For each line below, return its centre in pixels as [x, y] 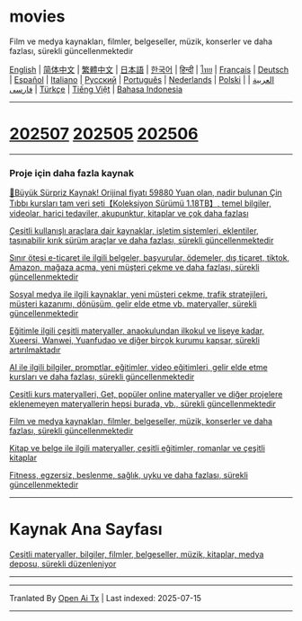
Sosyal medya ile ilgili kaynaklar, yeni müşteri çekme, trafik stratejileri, [138, 295]
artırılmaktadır [35, 350]
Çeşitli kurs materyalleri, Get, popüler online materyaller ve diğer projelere [146, 395]
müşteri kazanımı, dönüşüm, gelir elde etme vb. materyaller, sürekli [133, 304]
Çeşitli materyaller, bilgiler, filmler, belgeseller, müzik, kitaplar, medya [137, 554]
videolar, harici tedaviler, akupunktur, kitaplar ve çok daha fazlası [129, 214]
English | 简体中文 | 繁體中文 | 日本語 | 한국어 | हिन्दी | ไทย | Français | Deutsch [149, 69]
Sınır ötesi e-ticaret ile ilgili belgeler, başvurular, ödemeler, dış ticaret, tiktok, [150, 258]
